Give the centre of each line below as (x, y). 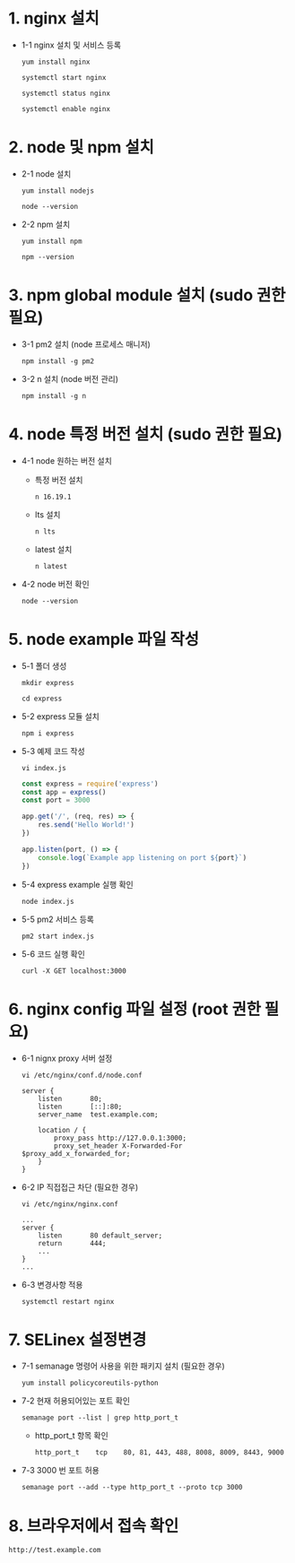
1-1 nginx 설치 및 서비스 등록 (71, 45)
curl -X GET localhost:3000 (74, 971)
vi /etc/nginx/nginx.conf (69, 1204)
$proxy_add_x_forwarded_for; (76, 1153)
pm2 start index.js (58, 936)
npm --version (48, 256)
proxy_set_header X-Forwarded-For (118, 1146)
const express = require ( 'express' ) (90, 784)
